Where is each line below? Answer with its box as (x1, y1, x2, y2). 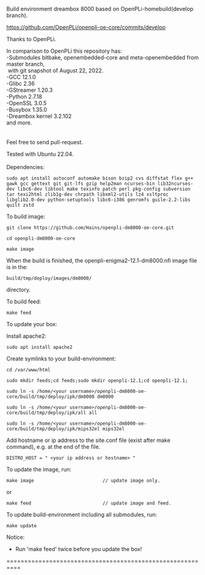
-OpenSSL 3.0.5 (6, 99, 47, 107)
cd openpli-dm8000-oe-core (6, 235, 75, 242)
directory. (6, 286, 31, 293)
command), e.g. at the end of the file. (6, 443, 101, 450)
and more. (6, 119, 33, 126)
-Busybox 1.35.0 (6, 106, 47, 113)
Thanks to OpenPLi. (6, 36, 56, 42)
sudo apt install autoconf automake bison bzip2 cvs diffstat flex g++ (6, 175, 193, 181)
